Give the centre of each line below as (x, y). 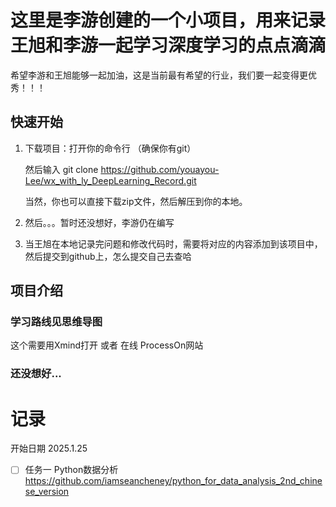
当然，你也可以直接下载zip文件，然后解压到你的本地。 (136, 201)
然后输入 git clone (61, 169)
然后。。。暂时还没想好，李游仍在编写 (99, 222)
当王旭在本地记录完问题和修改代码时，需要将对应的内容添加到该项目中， (173, 243)
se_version (47, 492)
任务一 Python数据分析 (71, 470)
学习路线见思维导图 (56, 322)
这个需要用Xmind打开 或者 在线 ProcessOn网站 (107, 345)
